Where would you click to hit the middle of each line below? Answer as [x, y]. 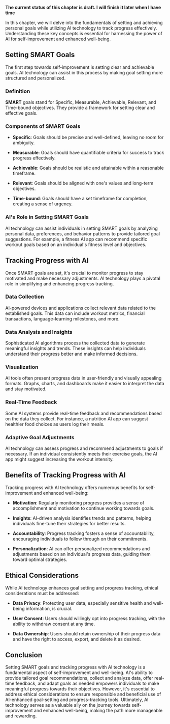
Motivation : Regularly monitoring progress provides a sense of [78, 503]
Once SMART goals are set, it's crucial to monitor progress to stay [74, 273]
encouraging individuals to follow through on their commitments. [80, 539]
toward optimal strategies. [40, 559]
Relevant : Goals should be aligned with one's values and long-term [83, 183]
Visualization [22, 367]
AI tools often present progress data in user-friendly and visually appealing [83, 378]
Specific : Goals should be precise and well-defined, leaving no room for [88, 138]
